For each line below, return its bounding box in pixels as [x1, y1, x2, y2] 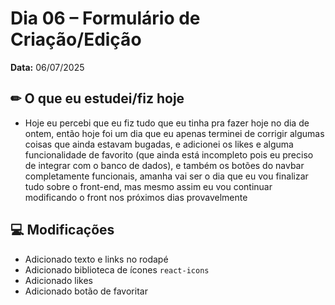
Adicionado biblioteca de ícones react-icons [24, 263, 210, 276]
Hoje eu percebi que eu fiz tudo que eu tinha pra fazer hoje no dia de [24, 117, 310, 129]
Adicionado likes [24, 274, 93, 286]
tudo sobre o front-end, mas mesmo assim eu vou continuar [24, 180, 273, 192]
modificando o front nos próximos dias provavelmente [24, 191, 248, 203]
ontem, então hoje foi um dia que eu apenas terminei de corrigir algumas [24, 127, 325, 139]
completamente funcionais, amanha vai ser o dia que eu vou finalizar [24, 170, 309, 182]
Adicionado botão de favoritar [24, 285, 148, 297]
